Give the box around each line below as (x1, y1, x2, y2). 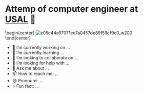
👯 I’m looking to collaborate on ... (12, 55, 79, 60)
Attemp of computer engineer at (5, 3, 138, 15)
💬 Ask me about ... (12, 65, 49, 71)
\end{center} (5, 35, 31, 41)
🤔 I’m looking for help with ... (12, 60, 70, 66)
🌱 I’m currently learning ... (12, 50, 64, 56)
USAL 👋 (5, 14, 36, 25)
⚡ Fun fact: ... (12, 83, 39, 89)
